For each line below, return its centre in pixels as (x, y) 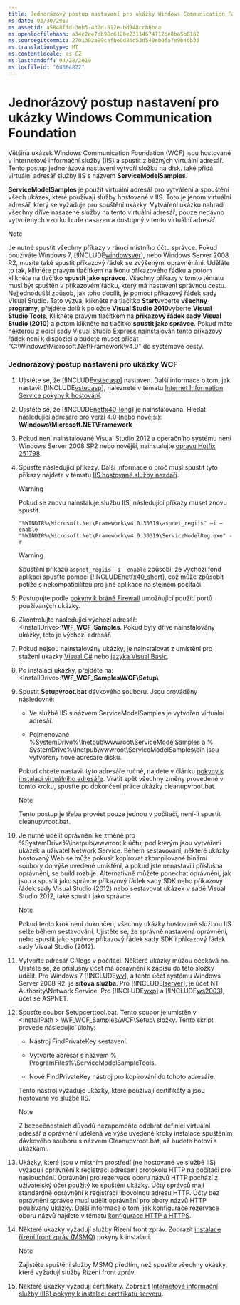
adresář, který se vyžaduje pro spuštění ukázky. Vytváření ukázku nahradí (116, 204)
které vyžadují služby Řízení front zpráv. (77, 1272)
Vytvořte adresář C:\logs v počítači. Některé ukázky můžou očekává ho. (124, 960)
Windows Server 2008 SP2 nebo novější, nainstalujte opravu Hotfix (117, 446)
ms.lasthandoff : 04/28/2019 (50, 61)
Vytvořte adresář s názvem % (73, 1055)
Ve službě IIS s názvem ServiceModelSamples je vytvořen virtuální (127, 713)
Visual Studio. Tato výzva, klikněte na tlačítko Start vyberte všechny (108, 300)
